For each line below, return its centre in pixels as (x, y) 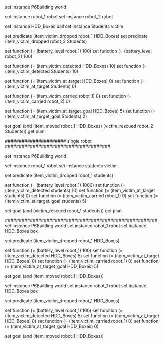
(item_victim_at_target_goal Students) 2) (46, 116)
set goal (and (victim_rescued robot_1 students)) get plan (64, 211)
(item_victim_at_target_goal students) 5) (46, 201)
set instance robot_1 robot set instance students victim (61, 166)
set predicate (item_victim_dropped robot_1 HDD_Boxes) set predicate (77, 36)
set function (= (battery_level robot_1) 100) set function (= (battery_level (79, 51)
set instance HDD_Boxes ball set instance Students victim (64, 26)
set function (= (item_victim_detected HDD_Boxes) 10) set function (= (76, 66)
